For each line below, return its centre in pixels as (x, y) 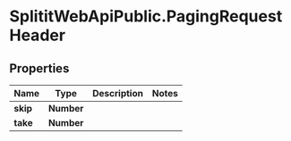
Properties (39, 68)
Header (37, 35)
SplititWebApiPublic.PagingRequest (146, 17)
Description (118, 93)
